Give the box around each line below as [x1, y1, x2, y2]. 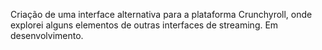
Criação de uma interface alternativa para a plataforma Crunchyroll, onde [10, 9, 313, 20]
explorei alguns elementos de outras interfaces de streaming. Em [10, 19, 279, 31]
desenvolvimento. [10, 30, 84, 41]
